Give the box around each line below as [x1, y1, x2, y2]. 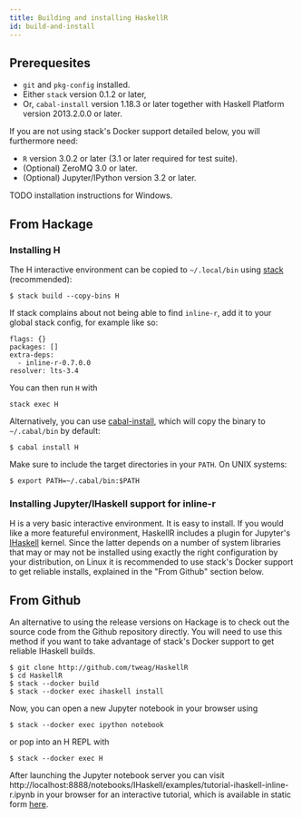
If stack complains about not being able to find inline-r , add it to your [9, 308, 272, 318]
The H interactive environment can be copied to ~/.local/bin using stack [9, 264, 284, 275]
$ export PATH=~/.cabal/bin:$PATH [9, 477, 141, 486]
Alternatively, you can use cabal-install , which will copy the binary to [9, 416, 266, 427]
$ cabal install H [9, 443, 79, 452]
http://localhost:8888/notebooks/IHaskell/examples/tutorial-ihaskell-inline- [9, 780, 289, 791]
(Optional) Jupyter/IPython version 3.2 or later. [22, 172, 197, 183]
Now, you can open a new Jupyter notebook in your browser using [9, 703, 258, 714]
